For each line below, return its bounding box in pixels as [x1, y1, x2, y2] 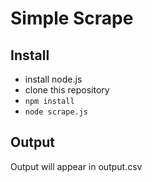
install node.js [24, 73, 83, 85]
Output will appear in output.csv [10, 160, 143, 172]
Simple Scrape [10, 7, 134, 30]
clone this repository [24, 84, 110, 96]
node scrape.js [24, 107, 89, 117]
